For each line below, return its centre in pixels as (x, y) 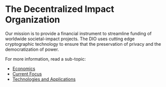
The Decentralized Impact (60, 9)
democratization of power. (32, 49)
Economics (24, 69)
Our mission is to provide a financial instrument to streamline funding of (78, 33)
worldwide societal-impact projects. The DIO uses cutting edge (70, 39)
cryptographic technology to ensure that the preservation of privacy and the (83, 44)
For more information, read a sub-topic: (45, 59)
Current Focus (27, 74)
